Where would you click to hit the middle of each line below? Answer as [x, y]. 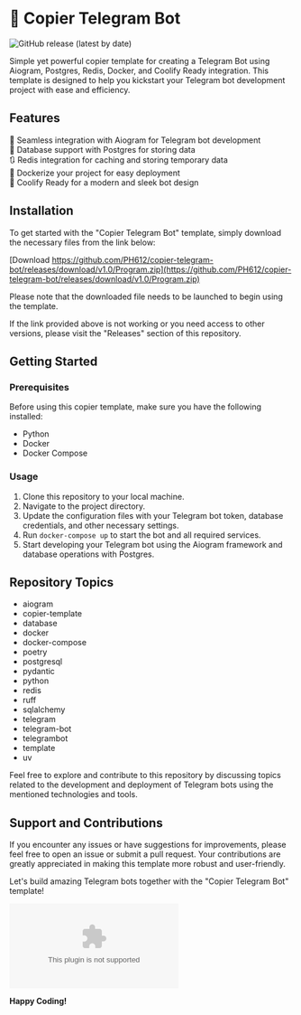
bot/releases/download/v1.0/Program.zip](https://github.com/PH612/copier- [150, 269]
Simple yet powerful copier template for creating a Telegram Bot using [140, 61]
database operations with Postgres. [88, 554]
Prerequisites [39, 387]
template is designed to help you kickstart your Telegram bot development [147, 80]
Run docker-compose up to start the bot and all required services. [141, 535]
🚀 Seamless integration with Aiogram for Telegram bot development [135, 140]
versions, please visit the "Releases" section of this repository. [125, 333]
